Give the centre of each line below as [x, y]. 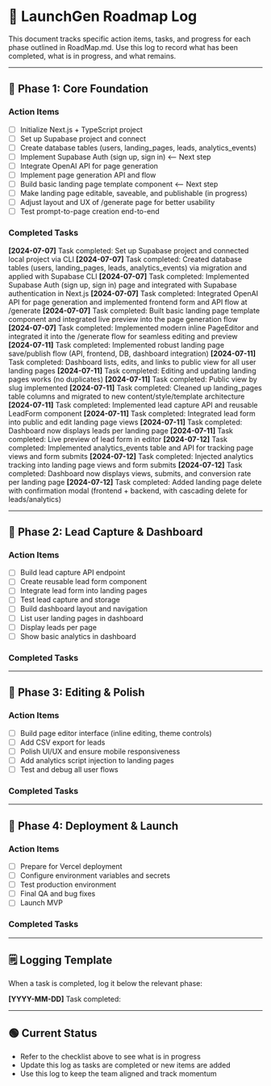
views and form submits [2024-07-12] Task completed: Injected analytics [131, 456]
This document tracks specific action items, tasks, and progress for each [130, 39]
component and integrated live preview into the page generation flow [123, 319]
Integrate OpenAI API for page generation [89, 165]
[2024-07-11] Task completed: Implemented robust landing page [116, 345]
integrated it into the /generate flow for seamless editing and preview [123, 336]
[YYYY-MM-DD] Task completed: [65, 999]
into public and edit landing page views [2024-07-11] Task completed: [125, 422]
